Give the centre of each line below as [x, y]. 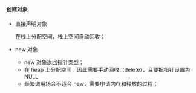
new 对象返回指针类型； [54, 62]
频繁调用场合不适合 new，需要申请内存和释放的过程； [91, 84]
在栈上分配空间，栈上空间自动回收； [60, 37]
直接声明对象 [31, 24]
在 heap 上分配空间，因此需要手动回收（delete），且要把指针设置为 [107, 70]
